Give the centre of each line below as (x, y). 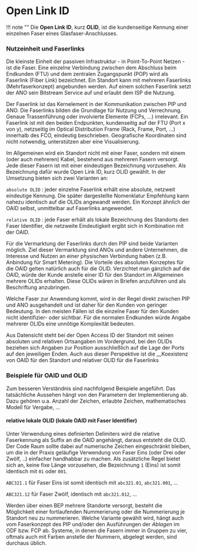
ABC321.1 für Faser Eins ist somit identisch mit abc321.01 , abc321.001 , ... (92, 482)
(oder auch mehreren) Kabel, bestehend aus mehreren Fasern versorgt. (93, 160)
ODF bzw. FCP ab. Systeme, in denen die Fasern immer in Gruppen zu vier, (97, 530)
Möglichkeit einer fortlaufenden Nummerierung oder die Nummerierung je (96, 512)
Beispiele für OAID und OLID (47, 376)
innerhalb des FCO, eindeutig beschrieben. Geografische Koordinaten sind (96, 135)
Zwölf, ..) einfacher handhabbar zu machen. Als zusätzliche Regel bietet (93, 459)
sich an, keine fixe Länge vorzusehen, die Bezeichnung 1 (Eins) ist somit (94, 465)
